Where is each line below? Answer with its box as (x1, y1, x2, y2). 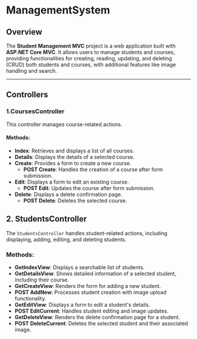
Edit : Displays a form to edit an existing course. (14, 178, 129, 185)
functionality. (14, 295, 46, 302)
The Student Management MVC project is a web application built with (6, 42, 176, 49)
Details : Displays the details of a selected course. (14, 153, 135, 160)
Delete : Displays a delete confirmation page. (14, 191, 123, 198)
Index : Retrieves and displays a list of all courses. (14, 147, 135, 154)
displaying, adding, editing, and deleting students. (6, 236, 127, 243)
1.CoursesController (6, 107, 64, 116)
